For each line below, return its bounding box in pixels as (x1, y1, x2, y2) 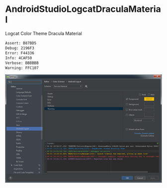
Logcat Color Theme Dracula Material (5, 30, 82, 36)
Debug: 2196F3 (5, 46, 35, 51)
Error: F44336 (5, 51, 35, 56)
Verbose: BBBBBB (5, 61, 39, 65)
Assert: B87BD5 (5, 41, 37, 46)
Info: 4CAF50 (5, 56, 32, 61)
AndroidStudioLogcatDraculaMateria (5, 3, 162, 15)
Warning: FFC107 (5, 65, 39, 70)
